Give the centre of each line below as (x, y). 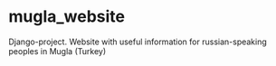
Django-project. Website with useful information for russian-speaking (138, 42)
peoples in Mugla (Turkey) (57, 51)
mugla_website (67, 17)
